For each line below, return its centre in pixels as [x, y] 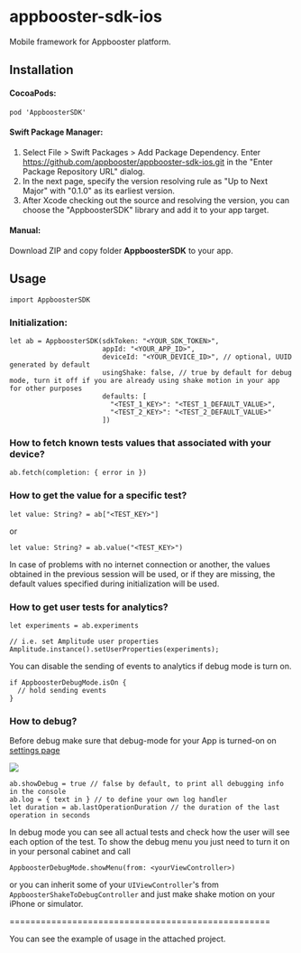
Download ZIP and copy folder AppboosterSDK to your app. [121, 250]
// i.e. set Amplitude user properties [84, 641]
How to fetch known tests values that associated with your [141, 443]
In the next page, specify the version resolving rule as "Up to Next [145, 181]
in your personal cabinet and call [70, 852]
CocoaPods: [33, 93]
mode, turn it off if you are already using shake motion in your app [145, 381]
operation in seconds [50, 816]
